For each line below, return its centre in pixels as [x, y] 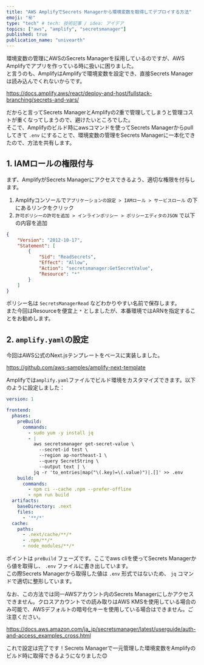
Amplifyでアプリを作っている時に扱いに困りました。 [72, 66]
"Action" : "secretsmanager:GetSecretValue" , [96, 268]
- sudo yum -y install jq [61, 433]
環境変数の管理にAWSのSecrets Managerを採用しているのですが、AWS [96, 58]
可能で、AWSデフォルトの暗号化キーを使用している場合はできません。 [100, 609]
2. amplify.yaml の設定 [48, 339]
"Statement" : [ [36, 246]
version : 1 [20, 399]
